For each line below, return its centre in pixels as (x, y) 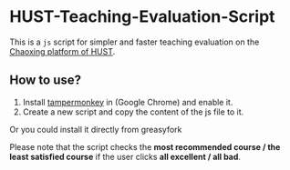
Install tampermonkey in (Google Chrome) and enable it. (128, 102)
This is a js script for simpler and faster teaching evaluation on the (135, 42)
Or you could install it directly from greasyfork (96, 129)
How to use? (46, 80)
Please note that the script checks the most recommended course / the (145, 146)
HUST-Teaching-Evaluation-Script (142, 17)
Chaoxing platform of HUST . (62, 51)
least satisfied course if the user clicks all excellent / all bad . (125, 156)
